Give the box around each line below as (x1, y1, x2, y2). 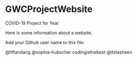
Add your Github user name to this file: (5, 39, 85, 45)
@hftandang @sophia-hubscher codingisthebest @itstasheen (5, 49, 132, 55)
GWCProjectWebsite (5, 3, 92, 15)
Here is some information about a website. (5, 29, 92, 35)
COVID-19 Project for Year (5, 20, 59, 26)
